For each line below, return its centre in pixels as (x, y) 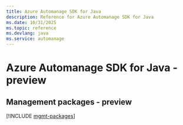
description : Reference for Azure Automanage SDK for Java (80, 17)
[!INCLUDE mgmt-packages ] (41, 116)
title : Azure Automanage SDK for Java (54, 11)
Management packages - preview (69, 102)
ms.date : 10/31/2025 (31, 22)
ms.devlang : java (27, 33)
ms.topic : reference (31, 28)
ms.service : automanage (35, 39)
